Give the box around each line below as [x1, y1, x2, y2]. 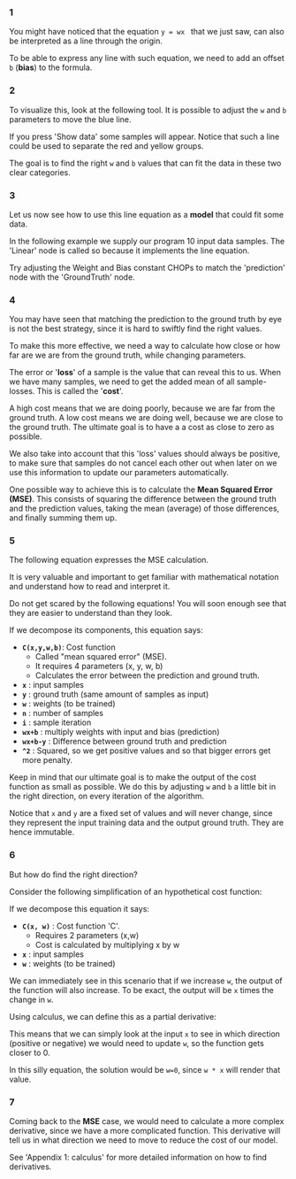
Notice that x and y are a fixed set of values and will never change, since [9, 808, 273, 819]
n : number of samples [21, 708, 104, 719]
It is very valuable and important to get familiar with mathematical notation [9, 572, 279, 582]
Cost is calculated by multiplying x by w [34, 939, 180, 950]
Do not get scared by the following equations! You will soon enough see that [9, 598, 287, 609]
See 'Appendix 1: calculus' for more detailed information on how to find [9, 1152, 268, 1163]
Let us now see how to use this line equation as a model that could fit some [9, 209, 285, 220]
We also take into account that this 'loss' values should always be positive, [9, 449, 281, 459]
